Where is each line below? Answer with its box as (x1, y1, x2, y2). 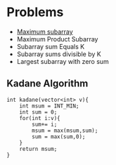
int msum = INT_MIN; (19, 103, 79, 110)
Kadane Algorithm (6, 78, 89, 90)
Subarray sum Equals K (16, 42, 85, 51)
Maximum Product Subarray (16, 34, 98, 43)
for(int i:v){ (19, 114, 60, 121)
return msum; (19, 145, 58, 152)
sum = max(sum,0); (32, 133, 86, 140)
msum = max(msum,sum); (32, 127, 98, 134)
